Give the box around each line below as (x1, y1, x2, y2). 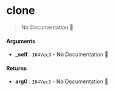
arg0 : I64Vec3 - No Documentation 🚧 (15, 78, 109, 85)
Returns (6, 64, 27, 72)
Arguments (6, 37, 36, 45)
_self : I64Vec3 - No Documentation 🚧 (15, 51, 109, 58)
